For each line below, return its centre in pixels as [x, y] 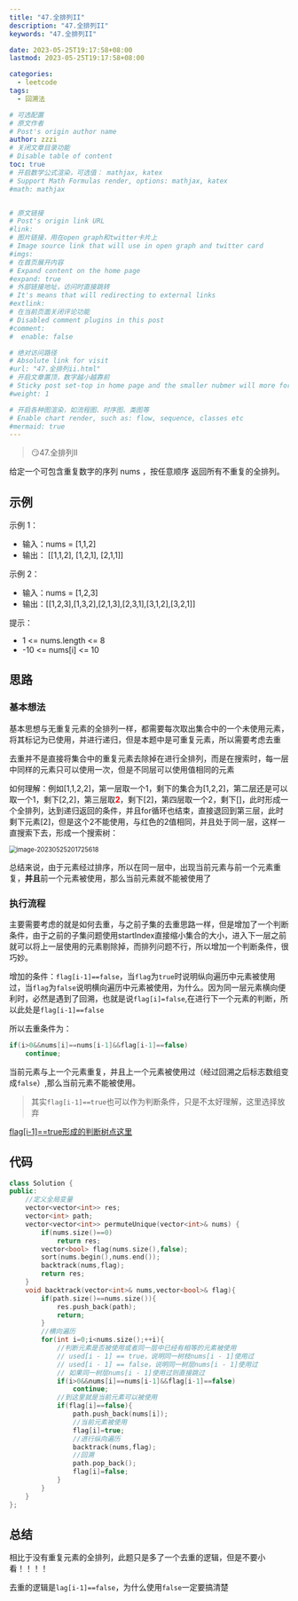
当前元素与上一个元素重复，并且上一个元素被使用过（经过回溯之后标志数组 [145, 1071]
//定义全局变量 [49, 1200]
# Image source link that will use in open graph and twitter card [137, 246]
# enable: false [41, 337]
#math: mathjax [37, 189]
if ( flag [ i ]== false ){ [94, 1406]
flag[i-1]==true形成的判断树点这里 [71, 1131]
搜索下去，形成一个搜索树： [67, 832]
